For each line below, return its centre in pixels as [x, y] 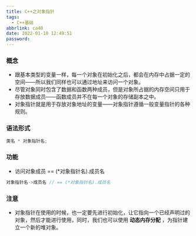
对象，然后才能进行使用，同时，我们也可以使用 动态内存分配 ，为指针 [99, 219]
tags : [13, 17]
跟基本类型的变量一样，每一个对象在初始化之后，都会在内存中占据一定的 [102, 75]
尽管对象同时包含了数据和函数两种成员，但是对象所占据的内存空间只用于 [102, 90]
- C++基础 [22, 22]
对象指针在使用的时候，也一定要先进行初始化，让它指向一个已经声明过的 [102, 212]
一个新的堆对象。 [41, 227]
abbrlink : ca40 [25, 28]
